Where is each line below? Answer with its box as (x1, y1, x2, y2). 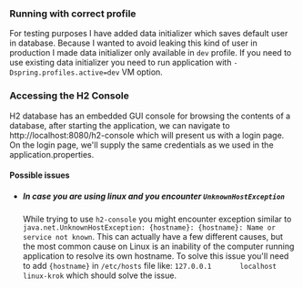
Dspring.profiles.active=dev (9, 68, 120, 77)
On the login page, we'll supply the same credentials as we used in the (9, 139, 275, 150)
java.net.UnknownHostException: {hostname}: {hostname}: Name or (22, 223, 276, 232)
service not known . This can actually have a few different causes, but (22, 231, 284, 242)
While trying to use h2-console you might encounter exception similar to (22, 213, 292, 225)
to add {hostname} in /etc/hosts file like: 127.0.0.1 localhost (22, 261, 278, 272)
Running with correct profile (9, 7, 136, 20)
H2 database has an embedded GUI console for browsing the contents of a (9, 110, 291, 121)
